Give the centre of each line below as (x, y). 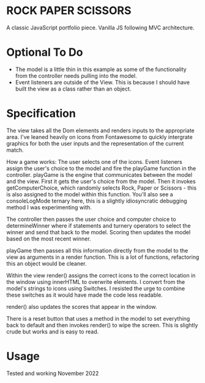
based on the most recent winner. (49, 239)
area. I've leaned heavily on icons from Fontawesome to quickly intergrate (99, 137)
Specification (41, 113)
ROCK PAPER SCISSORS (69, 11)
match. (15, 150)
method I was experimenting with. (49, 207)
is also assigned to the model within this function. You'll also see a (90, 194)
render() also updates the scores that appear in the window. (82, 307)
